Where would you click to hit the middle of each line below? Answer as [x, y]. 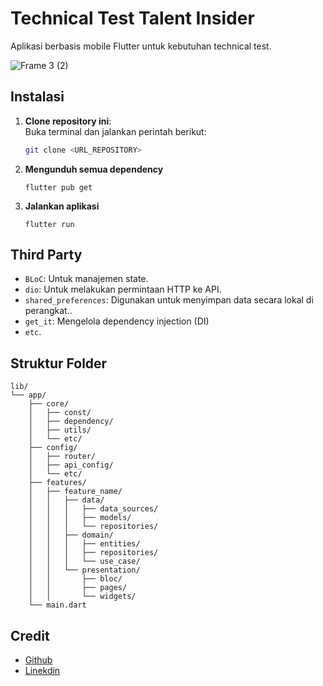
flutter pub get [58, 187]
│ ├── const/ [60, 413]
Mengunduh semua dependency [94, 169]
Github [38, 660]
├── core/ [49, 404]
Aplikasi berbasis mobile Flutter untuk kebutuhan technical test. [141, 46]
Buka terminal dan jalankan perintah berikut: [115, 131]
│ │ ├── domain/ [71, 535]
